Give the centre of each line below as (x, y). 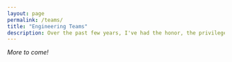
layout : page (26, 13)
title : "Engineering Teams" (48, 26)
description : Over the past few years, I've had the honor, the (101, 33)
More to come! (28, 52)
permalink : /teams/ (35, 20)
